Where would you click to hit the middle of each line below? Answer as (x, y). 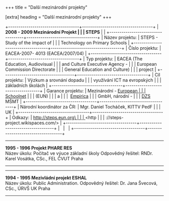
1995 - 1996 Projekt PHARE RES (39, 148)
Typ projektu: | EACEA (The (114, 59)
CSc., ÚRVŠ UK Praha (28, 188)
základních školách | (26, 85)
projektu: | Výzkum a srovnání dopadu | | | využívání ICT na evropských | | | (83, 80)
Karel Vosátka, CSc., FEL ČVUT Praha (44, 159)
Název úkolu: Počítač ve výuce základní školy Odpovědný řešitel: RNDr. (79, 153)
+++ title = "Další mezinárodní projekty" (47, 7)
